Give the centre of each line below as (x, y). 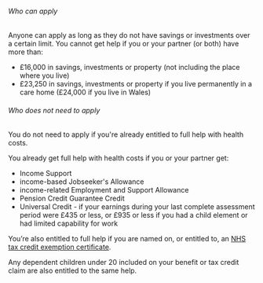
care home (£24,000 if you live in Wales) (85, 92)
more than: (26, 52)
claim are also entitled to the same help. (73, 270)
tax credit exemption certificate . (60, 247)
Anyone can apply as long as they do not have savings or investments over (129, 35)
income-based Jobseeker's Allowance (82, 182)
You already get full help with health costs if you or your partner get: (119, 158)
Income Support (46, 174)
